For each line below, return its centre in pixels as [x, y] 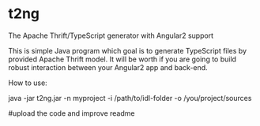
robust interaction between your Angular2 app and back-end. [108, 67]
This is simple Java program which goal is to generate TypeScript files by [128, 50]
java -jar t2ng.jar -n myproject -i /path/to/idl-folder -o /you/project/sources [130, 98]
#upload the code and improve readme [72, 113]
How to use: [28, 83]
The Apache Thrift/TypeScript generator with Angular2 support [111, 35]
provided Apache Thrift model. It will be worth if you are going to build [122, 59]
